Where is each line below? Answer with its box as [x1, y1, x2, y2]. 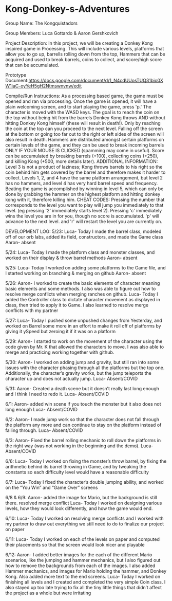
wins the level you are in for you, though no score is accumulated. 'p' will [5, 213, 160, 219]
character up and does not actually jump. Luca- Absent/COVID [5, 375, 138, 381]
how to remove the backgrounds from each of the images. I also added [5, 562, 156, 569]
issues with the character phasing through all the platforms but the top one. [5, 365, 165, 371]
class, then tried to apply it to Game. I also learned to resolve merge [5, 302, 149, 308]
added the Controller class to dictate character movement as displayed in [5, 296, 160, 302]
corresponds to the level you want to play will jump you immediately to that [5, 202, 164, 208]
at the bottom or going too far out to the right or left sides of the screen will [5, 131, 164, 137]
